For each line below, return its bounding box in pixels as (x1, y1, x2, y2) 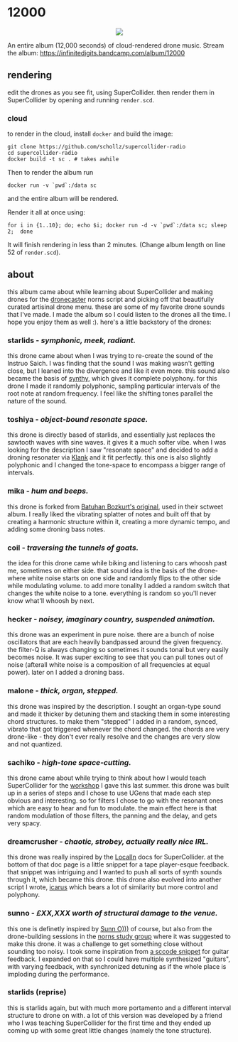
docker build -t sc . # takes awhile (7, 156, 119, 163)
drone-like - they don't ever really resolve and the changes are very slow (7, 732, 221, 741)
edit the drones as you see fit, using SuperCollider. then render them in (7, 88, 215, 97)
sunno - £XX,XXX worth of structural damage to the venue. (7, 908, 218, 918)
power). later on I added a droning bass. (7, 668, 125, 677)
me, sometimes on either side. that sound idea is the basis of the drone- (7, 566, 219, 575)
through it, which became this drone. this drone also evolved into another (7, 875, 222, 884)
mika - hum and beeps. (7, 486, 89, 496)
